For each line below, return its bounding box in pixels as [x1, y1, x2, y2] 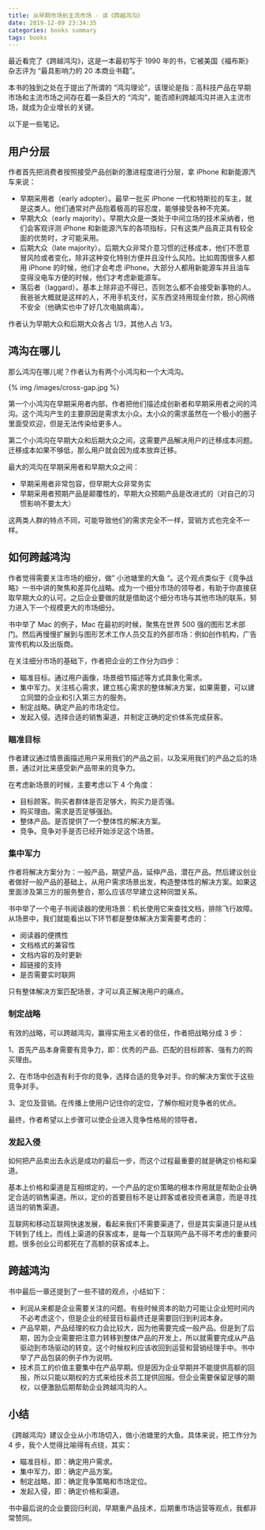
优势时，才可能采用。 [33, 234, 103, 243]
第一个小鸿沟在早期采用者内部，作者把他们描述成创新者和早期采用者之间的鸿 [8, 399, 257, 408]
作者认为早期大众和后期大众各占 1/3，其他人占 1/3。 [8, 319, 177, 328]
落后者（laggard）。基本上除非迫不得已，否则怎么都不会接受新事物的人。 [19, 283, 256, 292]
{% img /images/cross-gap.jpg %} [8, 382, 120, 392]
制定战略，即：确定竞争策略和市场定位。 [19, 1476, 151, 1486]
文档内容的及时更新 [19, 951, 83, 960]
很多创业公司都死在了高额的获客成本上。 [21, 1239, 154, 1248]
